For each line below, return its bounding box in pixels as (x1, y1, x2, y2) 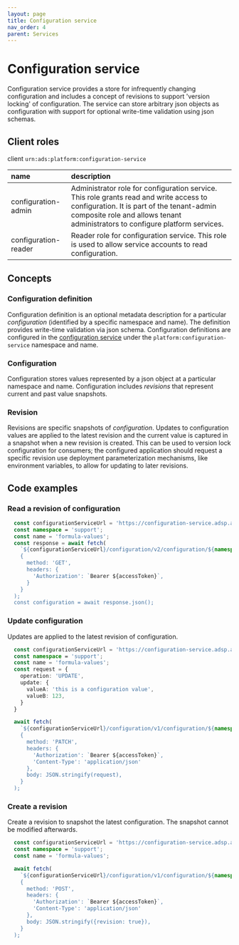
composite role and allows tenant (70, 210, 182, 220)
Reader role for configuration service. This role (70, 231, 227, 240)
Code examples (7, 482, 78, 494)
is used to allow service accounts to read (70, 239, 208, 249)
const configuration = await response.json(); (14, 599, 154, 606)
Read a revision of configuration (7, 503, 121, 513)
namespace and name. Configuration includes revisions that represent (7, 382, 213, 391)
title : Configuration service (7, 17, 97, 24)
